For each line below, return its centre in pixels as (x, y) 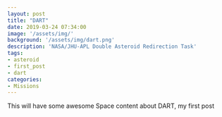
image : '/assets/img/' (41, 33)
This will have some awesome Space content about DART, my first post (111, 106)
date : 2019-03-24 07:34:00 (47, 27)
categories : (25, 79)
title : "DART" (28, 20)
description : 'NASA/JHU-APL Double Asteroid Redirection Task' (102, 47)
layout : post (26, 14)
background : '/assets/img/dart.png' (61, 40)
